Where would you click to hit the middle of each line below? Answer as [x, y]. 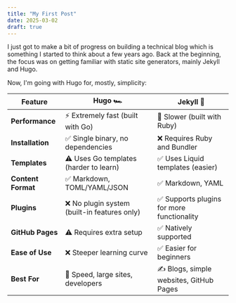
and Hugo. [22, 69]
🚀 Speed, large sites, [99, 274]
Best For [25, 278]
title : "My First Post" [42, 14]
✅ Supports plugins [189, 199]
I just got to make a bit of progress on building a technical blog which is [111, 47]
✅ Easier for [177, 248]
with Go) [79, 127]
